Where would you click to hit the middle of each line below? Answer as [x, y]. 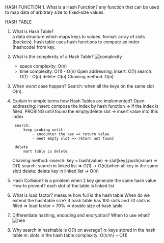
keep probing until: [44, 130]
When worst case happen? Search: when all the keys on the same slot [83, 86]
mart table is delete [45, 152]
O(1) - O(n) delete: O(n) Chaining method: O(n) [67, 76]
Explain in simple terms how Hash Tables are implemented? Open [78, 101]
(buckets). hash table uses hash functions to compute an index [76, 42]
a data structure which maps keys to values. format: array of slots [79, 37]
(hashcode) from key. [34, 47]
